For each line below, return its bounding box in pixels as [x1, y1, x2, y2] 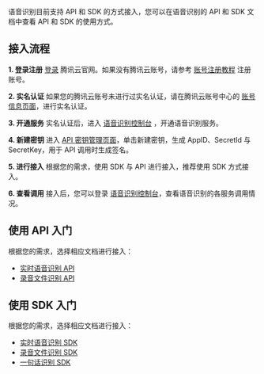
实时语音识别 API [19, 263, 75, 273]
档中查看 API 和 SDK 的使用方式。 [8, 17, 118, 26]
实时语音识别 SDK [19, 338, 78, 347]
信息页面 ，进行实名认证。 [8, 101, 92, 111]
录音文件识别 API [19, 273, 75, 283]
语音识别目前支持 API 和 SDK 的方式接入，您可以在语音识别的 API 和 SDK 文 [8, 7, 255, 16]
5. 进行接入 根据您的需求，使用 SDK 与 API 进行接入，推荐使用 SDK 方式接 [8, 162, 249, 171]
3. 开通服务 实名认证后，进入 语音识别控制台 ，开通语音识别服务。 [8, 118, 224, 128]
